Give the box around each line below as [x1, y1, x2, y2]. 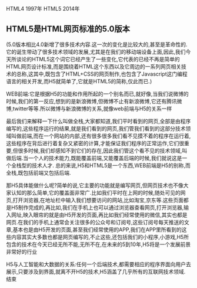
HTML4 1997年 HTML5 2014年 [6, 5, 80, 12]
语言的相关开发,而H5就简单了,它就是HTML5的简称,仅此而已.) [6, 77, 152, 84]
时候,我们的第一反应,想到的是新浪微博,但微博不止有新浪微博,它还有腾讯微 [6, 97, 182, 104]
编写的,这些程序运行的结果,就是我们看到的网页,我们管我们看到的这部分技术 [6, 125, 186, 132]
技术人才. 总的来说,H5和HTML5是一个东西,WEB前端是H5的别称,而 [31, 162, 191, 169]
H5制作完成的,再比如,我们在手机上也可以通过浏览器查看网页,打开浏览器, [11, 204, 184, 211]
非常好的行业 [6, 248, 37, 255]
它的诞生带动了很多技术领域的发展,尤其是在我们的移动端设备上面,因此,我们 [6, 48, 186, 55]
